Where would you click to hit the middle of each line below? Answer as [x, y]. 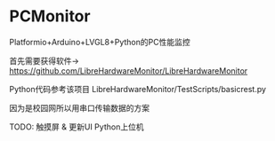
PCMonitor [50, 16]
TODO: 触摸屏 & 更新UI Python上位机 [77, 127]
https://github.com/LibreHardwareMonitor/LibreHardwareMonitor [129, 70]
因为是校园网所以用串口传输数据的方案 [79, 107]
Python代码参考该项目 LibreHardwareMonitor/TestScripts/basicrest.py [138, 89]
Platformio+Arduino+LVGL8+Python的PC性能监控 [100, 42]
